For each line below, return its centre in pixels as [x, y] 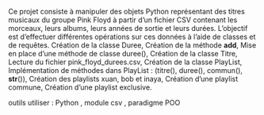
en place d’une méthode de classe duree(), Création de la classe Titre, [123, 54]
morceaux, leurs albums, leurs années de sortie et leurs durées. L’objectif [128, 28]
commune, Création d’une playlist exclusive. [80, 87]
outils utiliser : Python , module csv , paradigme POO [94, 103]
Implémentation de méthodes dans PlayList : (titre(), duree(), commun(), [126, 70]
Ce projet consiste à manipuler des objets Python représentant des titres [127, 11]
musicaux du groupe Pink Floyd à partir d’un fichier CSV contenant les [123, 20]
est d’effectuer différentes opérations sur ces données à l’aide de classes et [132, 36]
